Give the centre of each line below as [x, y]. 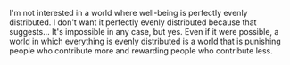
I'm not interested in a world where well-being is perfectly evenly [128, 13]
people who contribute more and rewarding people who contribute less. [141, 51]
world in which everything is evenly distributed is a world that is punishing [145, 41]
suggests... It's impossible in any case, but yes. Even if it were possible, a [144, 32]
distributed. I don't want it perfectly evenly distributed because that [133, 22]
